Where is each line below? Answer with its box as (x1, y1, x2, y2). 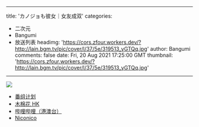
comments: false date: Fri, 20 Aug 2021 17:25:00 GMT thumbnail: (14, 51, 174, 58)
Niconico (14, 115, 37, 121)
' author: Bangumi (147, 45, 191, 52)
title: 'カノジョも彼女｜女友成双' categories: (6, 12, 113, 19)
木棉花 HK (14, 100, 40, 107)
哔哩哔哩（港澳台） (14, 108, 62, 115)
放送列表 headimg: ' (14, 39, 63, 45)
